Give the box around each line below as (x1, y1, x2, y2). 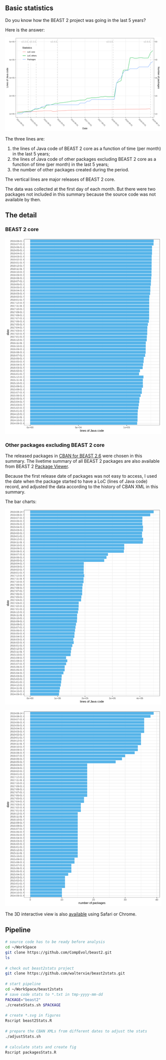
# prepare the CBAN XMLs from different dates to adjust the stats (5, 1029, 148, 1034)
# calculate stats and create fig (5, 1045, 77, 1050)
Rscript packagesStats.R (5, 1050, 56, 1055)
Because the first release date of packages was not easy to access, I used (5, 473, 157, 479)
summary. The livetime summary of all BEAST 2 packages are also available (5, 458, 160, 464)
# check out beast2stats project (5, 966, 74, 971)
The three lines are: (5, 136, 45, 142)
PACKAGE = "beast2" (5, 997, 41, 1002)
